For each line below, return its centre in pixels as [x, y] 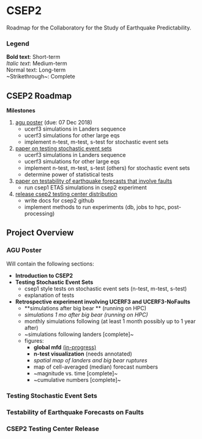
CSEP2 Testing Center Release [53, 429]
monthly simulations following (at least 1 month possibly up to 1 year [110, 321]
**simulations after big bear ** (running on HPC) [85, 308]
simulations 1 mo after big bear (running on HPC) [86, 315]
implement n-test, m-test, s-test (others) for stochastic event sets [107, 168]
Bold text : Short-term [33, 57]
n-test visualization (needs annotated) [83, 354]
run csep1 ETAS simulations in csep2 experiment [85, 188]
